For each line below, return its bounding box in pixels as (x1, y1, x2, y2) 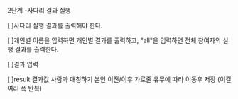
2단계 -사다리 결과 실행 (7, 6, 71, 14)
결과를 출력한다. (14, 45, 59, 53)
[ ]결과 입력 (7, 60, 39, 69)
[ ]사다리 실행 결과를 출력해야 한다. (7, 21, 103, 30)
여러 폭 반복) (7, 84, 43, 92)
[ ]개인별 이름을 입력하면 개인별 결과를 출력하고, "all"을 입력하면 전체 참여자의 (7, 36, 222, 45)
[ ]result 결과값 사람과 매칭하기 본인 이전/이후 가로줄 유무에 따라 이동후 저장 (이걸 (7, 75, 232, 83)
